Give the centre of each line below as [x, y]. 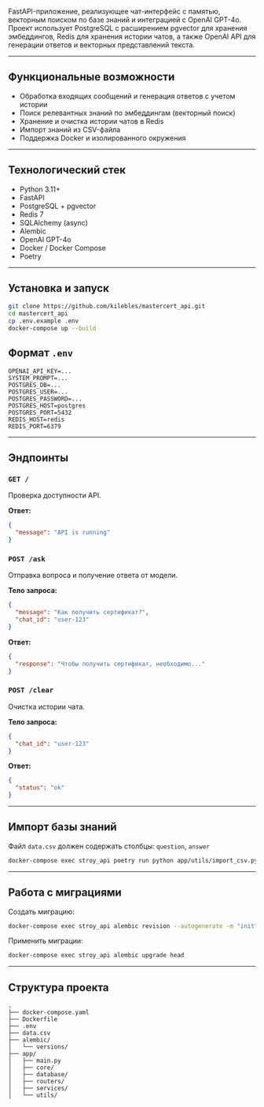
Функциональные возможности [92, 77]
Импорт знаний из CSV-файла [70, 129]
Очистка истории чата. [46, 706]
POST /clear [31, 690]
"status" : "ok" [40, 788]
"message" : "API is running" [63, 533]
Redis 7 [31, 214]
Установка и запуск [59, 288]
